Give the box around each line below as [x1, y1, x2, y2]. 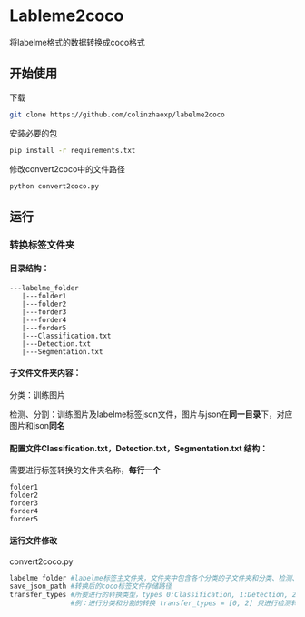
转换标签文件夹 [9, 238, 75, 251]
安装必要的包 [9, 127, 57, 138]
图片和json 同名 [9, 420, 65, 431]
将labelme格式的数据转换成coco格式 [9, 36, 145, 47]
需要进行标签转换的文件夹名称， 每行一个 [9, 465, 161, 476]
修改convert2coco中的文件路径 [9, 163, 125, 174]
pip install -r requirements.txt [9, 146, 136, 155]
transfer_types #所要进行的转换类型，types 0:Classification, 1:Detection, [9, 591, 289, 600]
